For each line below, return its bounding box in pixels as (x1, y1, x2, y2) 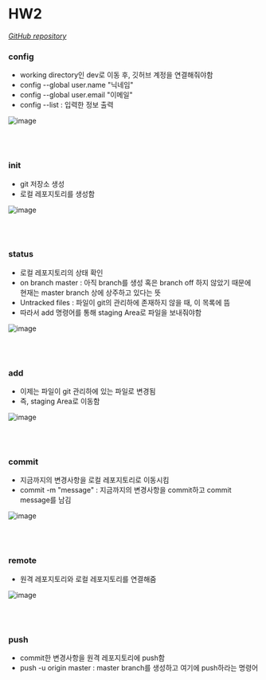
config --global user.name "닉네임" (19, 81, 134, 90)
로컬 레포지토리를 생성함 (19, 189, 96, 198)
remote (8, 555, 37, 566)
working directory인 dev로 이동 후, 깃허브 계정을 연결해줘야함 (19, 70, 213, 80)
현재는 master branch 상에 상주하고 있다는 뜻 (19, 288, 162, 297)
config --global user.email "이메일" (19, 90, 133, 100)
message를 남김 (19, 495, 72, 505)
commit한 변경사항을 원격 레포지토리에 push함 (19, 653, 166, 662)
